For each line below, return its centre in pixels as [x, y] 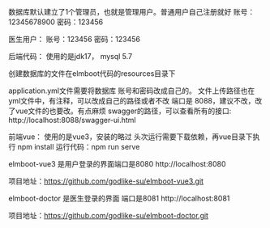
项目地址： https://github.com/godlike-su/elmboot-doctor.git [109, 215]
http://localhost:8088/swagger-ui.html [72, 120]
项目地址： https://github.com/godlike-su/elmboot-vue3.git [106, 181]
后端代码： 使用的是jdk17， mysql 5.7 [71, 56]
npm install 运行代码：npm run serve [79, 147]
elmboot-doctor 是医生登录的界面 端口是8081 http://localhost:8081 [119, 198]
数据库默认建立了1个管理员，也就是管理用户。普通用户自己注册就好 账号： [132, 12]
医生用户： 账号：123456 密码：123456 [74, 39]
